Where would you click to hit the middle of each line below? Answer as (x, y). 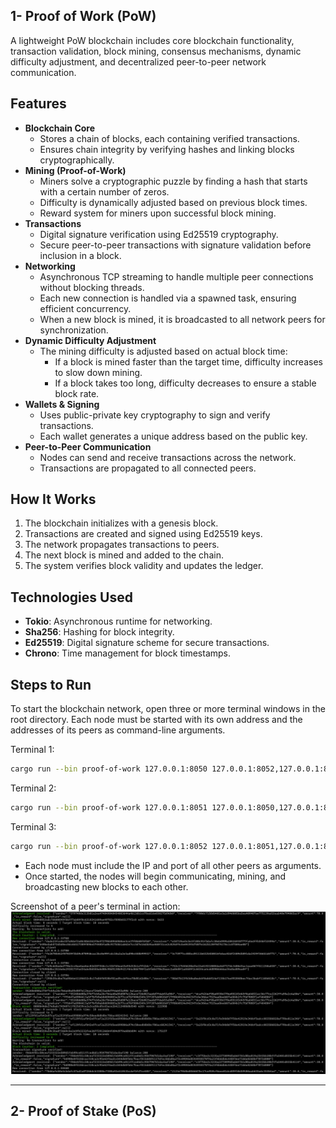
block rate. (77, 393)
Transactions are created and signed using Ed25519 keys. (143, 534)
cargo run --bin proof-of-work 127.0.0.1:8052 (109, 846)
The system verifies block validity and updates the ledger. (144, 566)
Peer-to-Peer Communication (88, 446)
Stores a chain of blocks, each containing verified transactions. (169, 138)
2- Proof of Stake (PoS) (83, 1110)
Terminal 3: (33, 826)
